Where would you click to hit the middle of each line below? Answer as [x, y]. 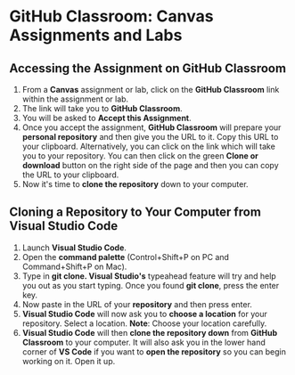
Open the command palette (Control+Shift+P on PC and [126, 257]
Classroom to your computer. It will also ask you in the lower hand [143, 342]
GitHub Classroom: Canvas [111, 16]
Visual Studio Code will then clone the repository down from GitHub [150, 332]
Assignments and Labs [96, 35]
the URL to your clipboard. [70, 175]
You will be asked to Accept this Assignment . [107, 118]
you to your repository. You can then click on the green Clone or [140, 156]
